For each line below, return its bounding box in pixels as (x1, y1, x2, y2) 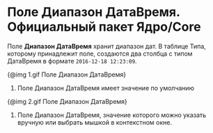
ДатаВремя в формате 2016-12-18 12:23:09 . (7, 56, 137, 65)
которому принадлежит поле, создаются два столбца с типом (7, 49, 193, 58)
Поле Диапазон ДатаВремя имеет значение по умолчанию (17, 84, 195, 92)
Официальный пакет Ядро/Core (7, 19, 201, 35)
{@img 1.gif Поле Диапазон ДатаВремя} (7, 70, 127, 79)
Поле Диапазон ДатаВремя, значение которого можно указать (17, 111, 207, 119)
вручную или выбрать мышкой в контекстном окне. (17, 118, 173, 126)
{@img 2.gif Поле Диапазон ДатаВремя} (7, 97, 127, 105)
